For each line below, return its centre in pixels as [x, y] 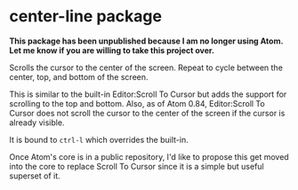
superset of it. [35, 176]
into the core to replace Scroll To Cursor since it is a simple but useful [137, 166]
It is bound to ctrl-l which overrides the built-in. [99, 139]
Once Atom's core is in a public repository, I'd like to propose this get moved [149, 156]
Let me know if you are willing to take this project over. [112, 50]
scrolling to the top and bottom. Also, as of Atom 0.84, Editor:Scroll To [137, 103]
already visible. [37, 123]
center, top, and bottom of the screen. [79, 76]
